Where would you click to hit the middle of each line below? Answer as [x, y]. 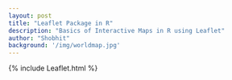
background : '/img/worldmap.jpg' [64, 46]
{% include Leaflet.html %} [53, 68]
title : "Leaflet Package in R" [61, 23]
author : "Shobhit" [39, 38]
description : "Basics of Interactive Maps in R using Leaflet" [117, 30]
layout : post [30, 16]
